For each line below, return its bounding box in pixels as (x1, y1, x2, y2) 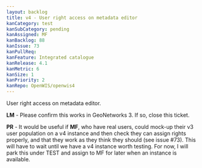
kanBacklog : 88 (6, 37, 45, 43)
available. (6, 156, 31, 163)
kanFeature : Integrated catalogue (6, 54, 95, 60)
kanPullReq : (6, 49, 37, 55)
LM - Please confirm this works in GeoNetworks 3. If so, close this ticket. (6, 111, 190, 119)
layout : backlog (6, 9, 48, 15)
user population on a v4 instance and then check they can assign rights (6, 130, 186, 137)
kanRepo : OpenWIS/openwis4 (6, 83, 75, 89)
